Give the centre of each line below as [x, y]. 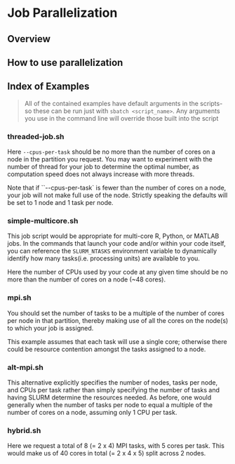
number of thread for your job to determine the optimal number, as [103, 167]
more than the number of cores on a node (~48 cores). [87, 279]
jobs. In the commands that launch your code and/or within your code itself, [116, 244]
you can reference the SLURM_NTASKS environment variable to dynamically [112, 251]
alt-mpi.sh [26, 367]
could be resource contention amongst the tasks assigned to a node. [107, 349]
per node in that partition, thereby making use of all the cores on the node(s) [118, 320]
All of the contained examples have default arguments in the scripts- [123, 103]
